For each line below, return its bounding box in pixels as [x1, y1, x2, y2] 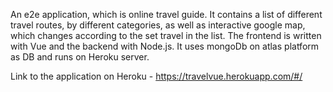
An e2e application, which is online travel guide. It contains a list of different [10, 9, 323, 20]
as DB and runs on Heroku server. [10, 51, 150, 63]
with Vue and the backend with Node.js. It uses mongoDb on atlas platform [10, 40, 320, 52]
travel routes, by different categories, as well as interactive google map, [10, 19, 306, 31]
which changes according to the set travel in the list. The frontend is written [10, 30, 322, 41]
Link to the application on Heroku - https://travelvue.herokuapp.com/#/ [10, 70, 303, 82]
